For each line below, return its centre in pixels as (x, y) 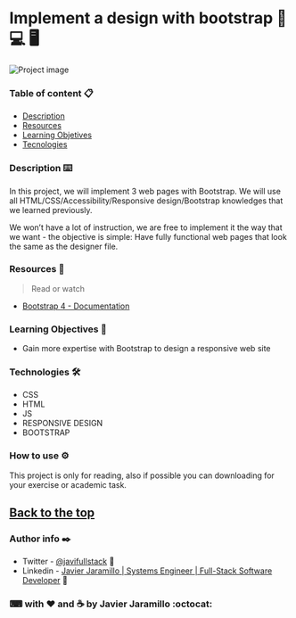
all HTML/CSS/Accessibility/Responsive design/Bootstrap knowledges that (146, 201)
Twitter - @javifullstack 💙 (68, 562)
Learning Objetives (57, 135)
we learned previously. (51, 210)
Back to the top (52, 513)
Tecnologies (45, 144)
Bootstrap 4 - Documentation (76, 306)
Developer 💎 (45, 581)
